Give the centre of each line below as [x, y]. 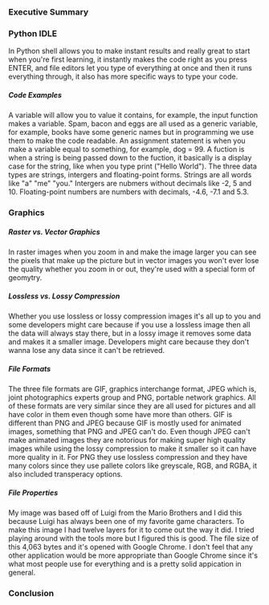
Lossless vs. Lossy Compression [64, 296]
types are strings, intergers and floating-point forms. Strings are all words [130, 175]
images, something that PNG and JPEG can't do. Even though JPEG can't [129, 432]
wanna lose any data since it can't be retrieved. [87, 351]
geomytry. [25, 278]
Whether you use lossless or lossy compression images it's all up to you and [134, 316]
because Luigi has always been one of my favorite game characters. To [126, 521]
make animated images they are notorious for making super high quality [127, 441]
